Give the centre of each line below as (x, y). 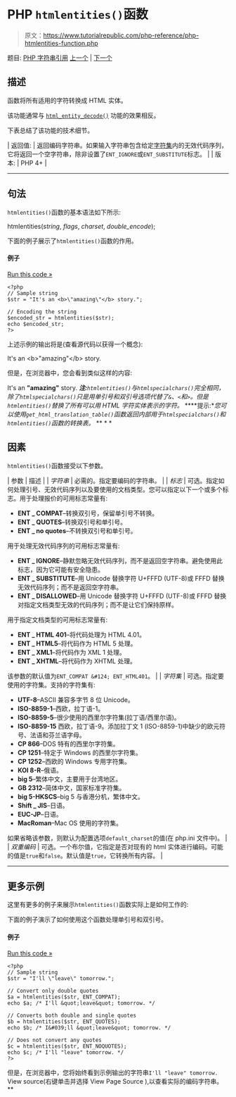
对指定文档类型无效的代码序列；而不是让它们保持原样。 (97, 604)
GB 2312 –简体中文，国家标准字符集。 (71, 788)
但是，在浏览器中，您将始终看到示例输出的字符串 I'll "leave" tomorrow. (113, 1072)
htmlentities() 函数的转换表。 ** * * (60, 422)
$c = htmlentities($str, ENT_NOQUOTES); (67, 1046)
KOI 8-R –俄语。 (40, 770)
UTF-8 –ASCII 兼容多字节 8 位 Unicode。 (76, 700)
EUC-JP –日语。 (40, 814)
